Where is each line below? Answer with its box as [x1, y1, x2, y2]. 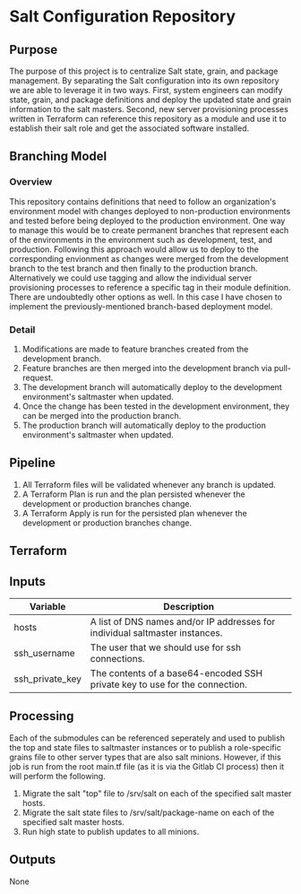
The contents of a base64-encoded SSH [90, 667, 262, 679]
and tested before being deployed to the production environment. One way [9, 215, 286, 226]
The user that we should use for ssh [90, 641, 242, 654]
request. [21, 372, 54, 383]
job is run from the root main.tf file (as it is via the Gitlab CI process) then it [9, 760, 285, 772]
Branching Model [9, 149, 107, 164]
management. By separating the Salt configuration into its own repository [9, 75, 279, 86]
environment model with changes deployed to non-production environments [9, 205, 291, 216]
